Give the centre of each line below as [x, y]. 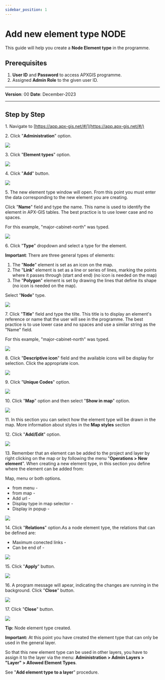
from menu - [25, 488]
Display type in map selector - [43, 504]
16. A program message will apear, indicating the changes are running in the [82, 585]
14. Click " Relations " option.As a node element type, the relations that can [80, 528]
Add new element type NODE [66, 34]
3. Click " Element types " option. [38, 155]
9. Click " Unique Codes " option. [38, 382]
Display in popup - [31, 509]
